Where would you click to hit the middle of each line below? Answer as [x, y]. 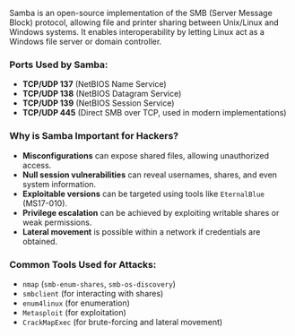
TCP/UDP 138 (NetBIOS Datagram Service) [102, 94]
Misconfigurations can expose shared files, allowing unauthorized [146, 155]
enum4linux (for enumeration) [76, 303]
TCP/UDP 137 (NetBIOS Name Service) [95, 84]
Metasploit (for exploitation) [74, 312]
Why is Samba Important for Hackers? [94, 136]
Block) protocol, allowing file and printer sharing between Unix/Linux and [144, 22]
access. [37, 165]
